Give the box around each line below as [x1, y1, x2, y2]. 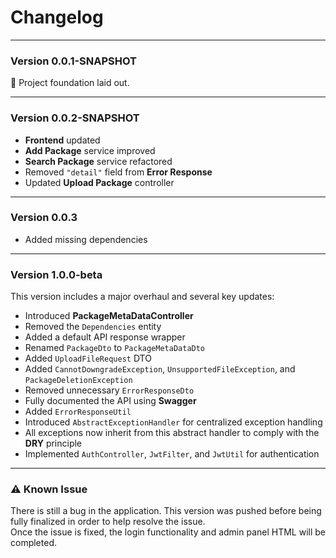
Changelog [10, 6, 104, 29]
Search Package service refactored [24, 155, 173, 167]
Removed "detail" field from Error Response [24, 166, 213, 178]
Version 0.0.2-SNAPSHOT [10, 111, 140, 125]
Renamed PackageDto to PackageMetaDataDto [24, 342, 206, 354]
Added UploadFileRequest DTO [24, 352, 152, 365]
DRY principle [24, 437, 83, 450]
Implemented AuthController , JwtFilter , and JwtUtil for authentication [24, 448, 320, 460]
